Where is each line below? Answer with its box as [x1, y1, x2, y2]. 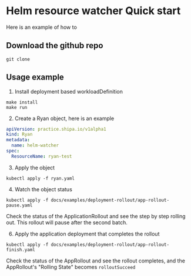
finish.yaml [6, 247, 35, 252]
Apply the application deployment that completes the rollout [14, 230, 160, 237]
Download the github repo [6, 41, 103, 51]
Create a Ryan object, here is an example [14, 115, 115, 122]
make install [6, 99, 38, 105]
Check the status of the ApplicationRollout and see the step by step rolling [6, 212, 186, 220]
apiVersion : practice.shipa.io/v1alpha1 [6, 126, 107, 132]
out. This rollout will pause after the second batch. [6, 219, 128, 226]
